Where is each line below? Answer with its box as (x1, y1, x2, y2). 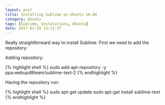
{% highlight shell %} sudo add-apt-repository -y (5, 64, 106, 70)
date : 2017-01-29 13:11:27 (5, 26, 61, 31)
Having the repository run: (5, 79, 59, 85)
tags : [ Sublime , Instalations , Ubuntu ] (5, 21, 88, 26)
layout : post (5, 7, 32, 12)
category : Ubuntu (5, 16, 41, 21)
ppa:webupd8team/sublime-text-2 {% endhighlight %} (5, 69, 118, 75)
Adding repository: (5, 54, 44, 60)
